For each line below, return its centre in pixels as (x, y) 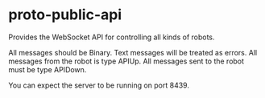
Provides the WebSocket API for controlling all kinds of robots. (112, 37)
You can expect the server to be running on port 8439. (99, 85)
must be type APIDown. (48, 69)
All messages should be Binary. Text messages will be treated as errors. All (133, 52)
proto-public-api (65, 15)
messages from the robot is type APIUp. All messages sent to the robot (126, 61)
